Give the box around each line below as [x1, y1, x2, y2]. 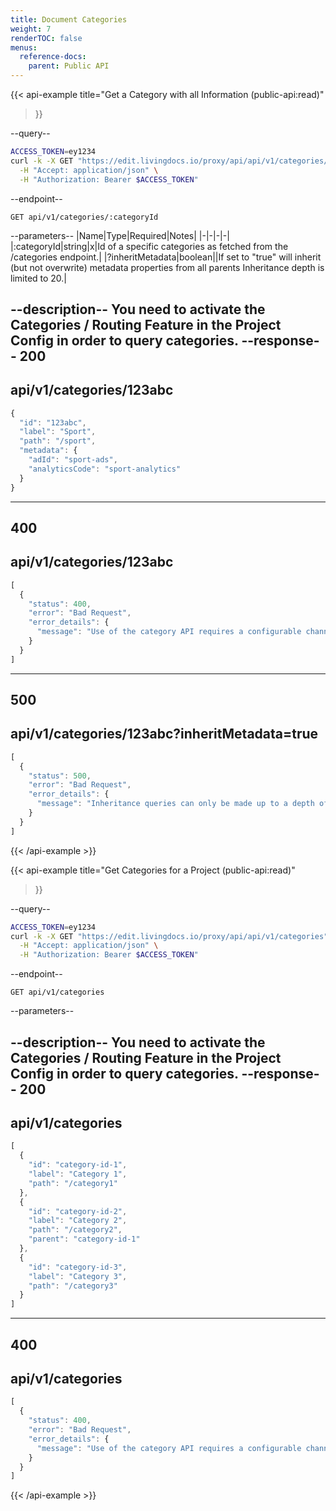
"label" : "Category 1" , [28, 1169, 128, 1180]
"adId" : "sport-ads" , [28, 455, 118, 465]
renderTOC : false [10, 33, 83, 43]
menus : [10, 42, 38, 53]
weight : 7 [10, 24, 52, 34]
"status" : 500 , [28, 771, 92, 781]
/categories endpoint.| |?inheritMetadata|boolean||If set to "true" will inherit [10, 251, 322, 263]
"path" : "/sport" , [19, 436, 97, 446]
